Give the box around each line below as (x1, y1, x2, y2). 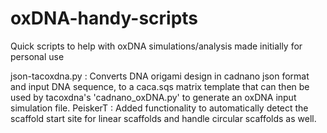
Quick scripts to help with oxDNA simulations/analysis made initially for (10, 40, 303, 52)
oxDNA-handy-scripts (10, 7, 199, 30)
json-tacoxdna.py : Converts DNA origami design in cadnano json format (10, 70, 310, 82)
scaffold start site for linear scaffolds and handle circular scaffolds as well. (10, 112, 317, 124)
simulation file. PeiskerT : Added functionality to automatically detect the (10, 102, 309, 114)
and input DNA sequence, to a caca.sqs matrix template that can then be (10, 80, 310, 92)
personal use (10, 50, 65, 62)
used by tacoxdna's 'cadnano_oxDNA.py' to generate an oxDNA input (10, 91, 297, 103)
